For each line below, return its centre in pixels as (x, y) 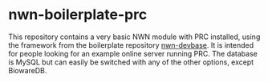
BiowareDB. (28, 70)
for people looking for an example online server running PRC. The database (133, 53)
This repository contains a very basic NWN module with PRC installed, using (134, 37)
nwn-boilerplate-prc (78, 15)
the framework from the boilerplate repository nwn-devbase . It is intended (131, 45)
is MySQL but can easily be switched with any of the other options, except (131, 62)
